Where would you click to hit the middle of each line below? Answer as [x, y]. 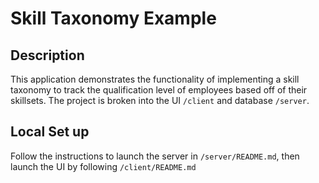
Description [47, 55]
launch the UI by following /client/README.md [103, 166]
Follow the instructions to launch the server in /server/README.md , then [155, 156]
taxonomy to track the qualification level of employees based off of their [159, 90]
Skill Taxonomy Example [113, 18]
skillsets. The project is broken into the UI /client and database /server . [160, 100]
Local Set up [50, 132]
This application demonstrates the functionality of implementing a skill [155, 79]
